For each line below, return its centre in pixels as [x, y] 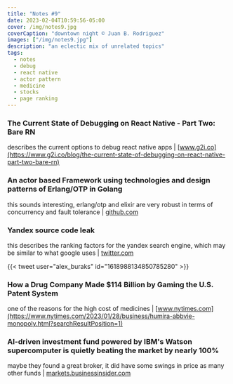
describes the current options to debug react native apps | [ [94, 147]
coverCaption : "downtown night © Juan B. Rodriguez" [86, 33]
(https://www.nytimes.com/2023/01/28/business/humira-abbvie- [101, 316]
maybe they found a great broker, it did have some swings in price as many [116, 366]
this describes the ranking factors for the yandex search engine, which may [116, 245]
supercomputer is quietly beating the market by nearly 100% [113, 350]
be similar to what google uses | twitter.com [71, 253]
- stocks [26, 92]
